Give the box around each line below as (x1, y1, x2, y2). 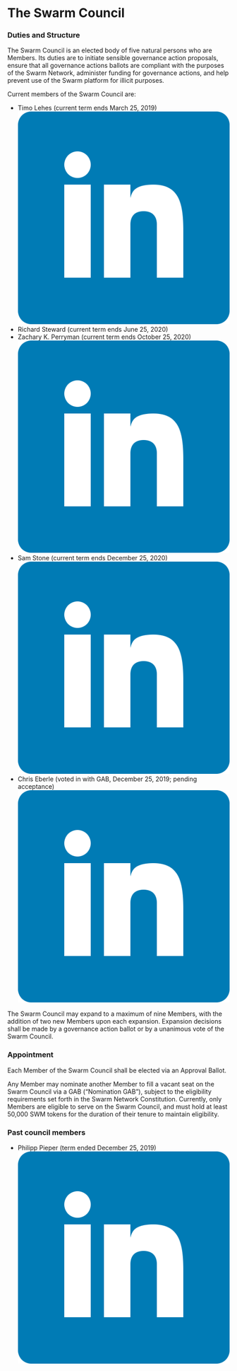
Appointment (7, 1050, 54, 1060)
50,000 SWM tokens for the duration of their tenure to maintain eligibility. (7, 1109, 220, 1118)
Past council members (7, 1127, 86, 1137)
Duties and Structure (7, 30, 80, 40)
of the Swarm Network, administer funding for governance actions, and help (7, 69, 229, 77)
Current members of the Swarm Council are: (7, 90, 136, 98)
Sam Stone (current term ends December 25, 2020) (17, 553, 168, 562)
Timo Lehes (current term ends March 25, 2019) (17, 104, 157, 112)
